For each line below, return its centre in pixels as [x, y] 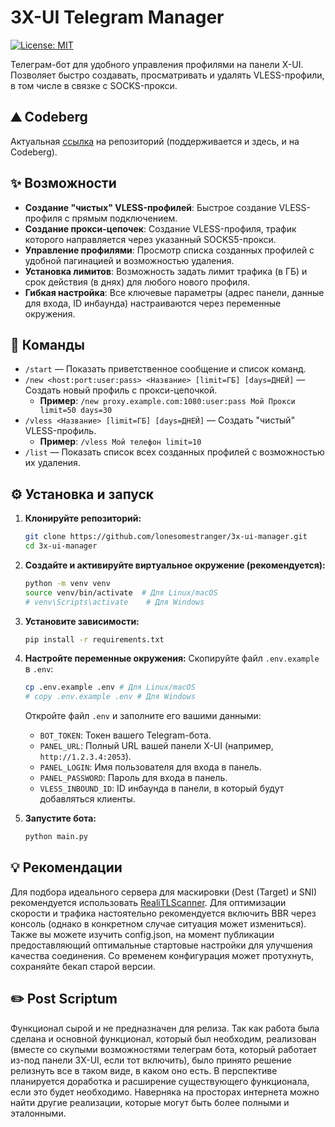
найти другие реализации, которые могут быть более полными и [150, 1102]
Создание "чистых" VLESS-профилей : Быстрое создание [150, 207]
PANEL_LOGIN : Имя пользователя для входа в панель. [150, 767]
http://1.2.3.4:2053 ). [85, 757]
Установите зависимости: [82, 621]
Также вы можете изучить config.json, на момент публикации [142, 934]
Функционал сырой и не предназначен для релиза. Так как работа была [165, 1028]
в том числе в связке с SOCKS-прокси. [94, 85]
